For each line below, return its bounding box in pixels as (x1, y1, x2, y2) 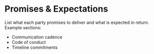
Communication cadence (11, 34, 63, 40)
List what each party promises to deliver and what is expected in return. (4, 19, 150, 25)
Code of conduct (11, 39, 46, 45)
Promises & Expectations (4, 3, 109, 15)
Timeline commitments (11, 44, 58, 50)
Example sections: (4, 24, 42, 30)
